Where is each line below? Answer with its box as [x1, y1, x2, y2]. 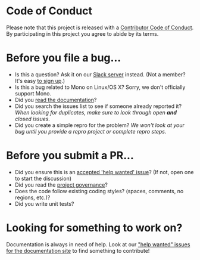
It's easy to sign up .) [14, 77, 65, 84]
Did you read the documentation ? [14, 96, 97, 103]
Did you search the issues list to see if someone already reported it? [14, 103, 182, 110]
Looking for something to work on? [6, 221, 183, 234]
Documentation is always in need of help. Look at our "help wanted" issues [6, 240, 190, 248]
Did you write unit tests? [14, 200, 74, 207]
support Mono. [14, 89, 52, 97]
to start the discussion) [14, 175, 72, 182]
